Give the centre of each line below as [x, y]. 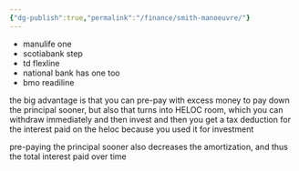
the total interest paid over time [68, 156]
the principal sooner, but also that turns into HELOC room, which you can [146, 109]
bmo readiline [48, 82]
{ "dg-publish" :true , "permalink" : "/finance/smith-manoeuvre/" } [130, 18]
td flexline [41, 63]
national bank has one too [71, 73]
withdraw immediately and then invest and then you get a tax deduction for [150, 119]
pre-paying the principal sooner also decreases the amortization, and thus [149, 146]
